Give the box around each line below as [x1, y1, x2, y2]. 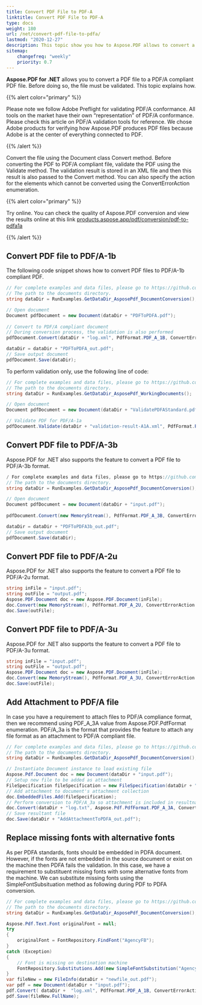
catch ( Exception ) [6, 949, 52, 955]
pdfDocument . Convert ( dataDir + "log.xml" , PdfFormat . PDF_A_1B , [6, 335, 168, 341]
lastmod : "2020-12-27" [6, 37, 63, 43]
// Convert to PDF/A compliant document [6, 324, 109, 330]
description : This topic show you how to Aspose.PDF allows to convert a [6, 43, 195, 49]
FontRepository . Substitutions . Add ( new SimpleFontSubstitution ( [17, 965, 179, 971]
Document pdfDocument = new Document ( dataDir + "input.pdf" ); [6, 502, 165, 508]
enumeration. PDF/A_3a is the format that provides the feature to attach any [6, 726, 194, 733]
